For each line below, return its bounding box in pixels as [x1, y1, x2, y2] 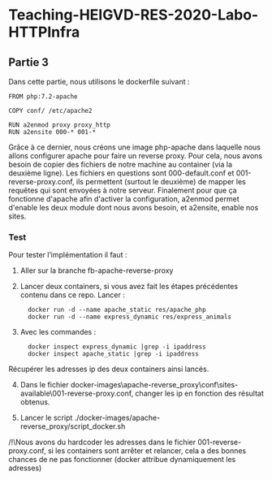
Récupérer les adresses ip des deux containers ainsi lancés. [8, 364, 209, 374]
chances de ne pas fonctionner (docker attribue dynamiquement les [8, 455, 236, 465]
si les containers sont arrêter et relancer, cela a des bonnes [47, 446, 246, 456]
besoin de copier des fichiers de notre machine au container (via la [8, 160, 233, 169]
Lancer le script [19, 413, 73, 423]
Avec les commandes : [19, 327, 97, 337]
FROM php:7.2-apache [8, 93, 79, 101]
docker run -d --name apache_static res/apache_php [28, 306, 206, 314]
